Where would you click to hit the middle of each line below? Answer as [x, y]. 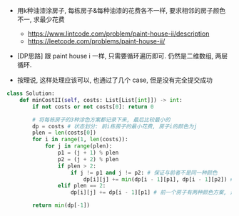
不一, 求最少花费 [41, 19]
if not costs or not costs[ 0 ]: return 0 [93, 107]
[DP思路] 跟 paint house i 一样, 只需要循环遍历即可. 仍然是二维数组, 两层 [122, 56]
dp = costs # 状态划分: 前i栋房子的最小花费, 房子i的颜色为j [115, 126]
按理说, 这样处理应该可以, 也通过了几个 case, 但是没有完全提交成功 [115, 80]
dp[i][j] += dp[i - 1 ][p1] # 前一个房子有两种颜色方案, [149, 192]
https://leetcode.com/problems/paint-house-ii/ [96, 41]
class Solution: [31, 93]
